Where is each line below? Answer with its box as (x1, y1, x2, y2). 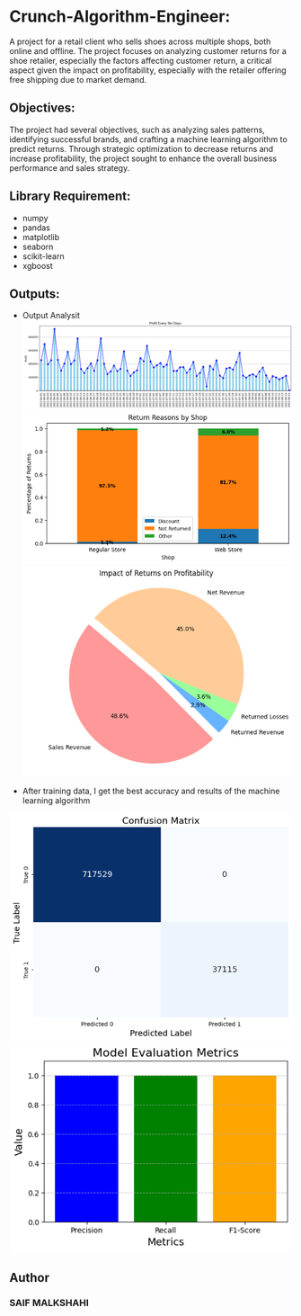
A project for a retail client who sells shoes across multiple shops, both (9, 36, 271, 47)
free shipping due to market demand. (9, 74, 146, 85)
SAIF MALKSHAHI (9, 1297, 90, 1310)
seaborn (22, 241, 54, 252)
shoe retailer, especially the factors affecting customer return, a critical (9, 55, 272, 66)
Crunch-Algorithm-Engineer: (9, 6, 231, 27)
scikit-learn (22, 250, 65, 262)
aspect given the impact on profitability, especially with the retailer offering (9, 65, 287, 76)
